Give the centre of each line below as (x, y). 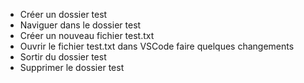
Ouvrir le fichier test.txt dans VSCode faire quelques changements (157, 46)
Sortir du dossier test (63, 57)
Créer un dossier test (63, 14)
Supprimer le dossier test (72, 67)
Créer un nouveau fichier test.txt (87, 35)
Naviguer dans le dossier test (80, 25)
